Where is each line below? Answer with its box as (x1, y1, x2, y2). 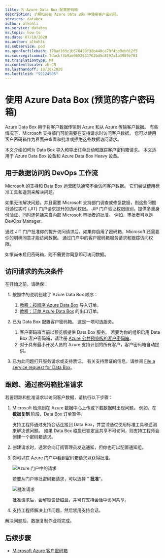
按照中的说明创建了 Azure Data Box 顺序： (12, 292, 99, 298)
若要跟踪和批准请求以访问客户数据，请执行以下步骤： (5, 395, 113, 400)
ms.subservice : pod (5, 44, 45, 49)
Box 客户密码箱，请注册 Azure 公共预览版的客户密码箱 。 (19, 335, 134, 341)
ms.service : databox (5, 26, 48, 31)
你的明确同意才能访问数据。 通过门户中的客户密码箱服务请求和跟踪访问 (5, 235, 149, 240)
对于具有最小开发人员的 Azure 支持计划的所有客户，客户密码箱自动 (19, 342, 155, 348)
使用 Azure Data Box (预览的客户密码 (5, 94, 155, 106)
